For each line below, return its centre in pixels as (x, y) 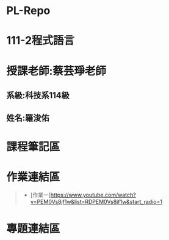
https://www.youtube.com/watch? (93, 195)
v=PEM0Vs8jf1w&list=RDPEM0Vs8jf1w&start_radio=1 (96, 202)
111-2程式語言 (41, 41)
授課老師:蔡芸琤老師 (56, 71)
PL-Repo (28, 11)
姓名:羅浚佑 (28, 118)
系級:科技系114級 (38, 95)
